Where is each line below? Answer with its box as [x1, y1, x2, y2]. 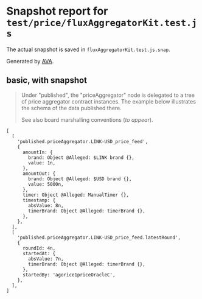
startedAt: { [22, 250, 56, 256]
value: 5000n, [28, 181, 64, 187]
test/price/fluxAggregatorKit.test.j [6, 17, 198, 29]
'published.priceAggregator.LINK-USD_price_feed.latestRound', [17, 234, 181, 241]
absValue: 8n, [28, 202, 64, 208]
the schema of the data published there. [21, 104, 122, 111]
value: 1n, [28, 160, 56, 166]
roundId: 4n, [22, 245, 56, 251]
